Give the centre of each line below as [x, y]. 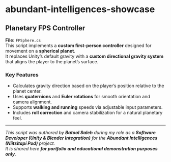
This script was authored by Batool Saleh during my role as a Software [81, 133]
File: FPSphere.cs [23, 40]
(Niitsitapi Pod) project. [30, 143]
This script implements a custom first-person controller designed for [78, 46]
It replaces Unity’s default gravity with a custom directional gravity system [84, 56]
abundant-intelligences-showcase [80, 9]
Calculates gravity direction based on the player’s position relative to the [88, 86]
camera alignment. [32, 102]
